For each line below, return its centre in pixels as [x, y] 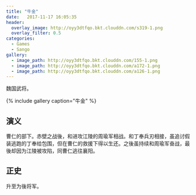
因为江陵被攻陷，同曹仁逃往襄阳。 [57, 151]
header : [15, 22]
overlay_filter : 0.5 [36, 33]
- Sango [21, 50]
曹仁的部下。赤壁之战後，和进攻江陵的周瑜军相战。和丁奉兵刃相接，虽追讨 [95, 136]
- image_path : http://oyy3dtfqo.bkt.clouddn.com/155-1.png [85, 60]
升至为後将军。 [24, 186]
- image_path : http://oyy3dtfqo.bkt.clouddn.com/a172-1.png [86, 66]
